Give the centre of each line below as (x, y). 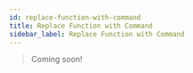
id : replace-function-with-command (75, 17)
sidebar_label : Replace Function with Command (97, 34)
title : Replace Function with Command (81, 26)
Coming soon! (56, 60)
